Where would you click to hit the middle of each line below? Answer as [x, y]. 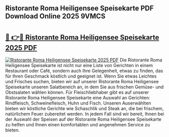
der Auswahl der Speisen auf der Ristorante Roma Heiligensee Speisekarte [83, 119]
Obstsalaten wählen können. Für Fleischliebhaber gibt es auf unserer [77, 92]
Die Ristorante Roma [141, 60]
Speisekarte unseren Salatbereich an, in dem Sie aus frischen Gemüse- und [84, 87]
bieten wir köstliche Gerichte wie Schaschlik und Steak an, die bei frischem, [84, 108]
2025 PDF [21, 48]
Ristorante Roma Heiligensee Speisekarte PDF [79, 8]
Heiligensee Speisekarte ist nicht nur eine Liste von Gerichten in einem [79, 65]
